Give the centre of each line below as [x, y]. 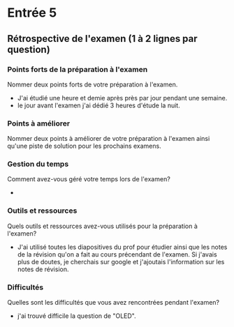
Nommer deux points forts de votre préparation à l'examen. [93, 84]
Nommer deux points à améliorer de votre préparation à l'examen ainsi [109, 139]
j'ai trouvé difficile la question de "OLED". [76, 316]
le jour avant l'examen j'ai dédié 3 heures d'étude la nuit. [98, 105]
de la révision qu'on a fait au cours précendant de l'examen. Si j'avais [117, 254]
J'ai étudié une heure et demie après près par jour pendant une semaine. [122, 98]
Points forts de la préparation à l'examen [78, 69]
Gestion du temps [38, 164]
